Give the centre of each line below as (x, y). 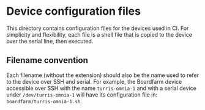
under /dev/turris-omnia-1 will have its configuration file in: (82, 94)
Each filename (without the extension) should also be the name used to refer (103, 75)
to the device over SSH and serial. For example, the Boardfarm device (94, 81)
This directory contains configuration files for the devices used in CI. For (98, 28)
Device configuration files (73, 11)
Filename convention (47, 60)
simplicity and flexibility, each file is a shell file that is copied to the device (99, 34)
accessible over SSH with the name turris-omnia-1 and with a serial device (102, 88)
